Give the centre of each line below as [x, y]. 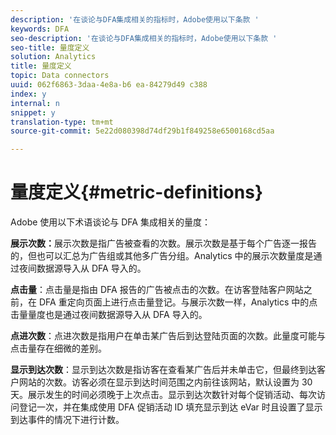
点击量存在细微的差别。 [58, 348]
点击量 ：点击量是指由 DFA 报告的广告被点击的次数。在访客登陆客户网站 [157, 290]
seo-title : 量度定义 [50, 47]
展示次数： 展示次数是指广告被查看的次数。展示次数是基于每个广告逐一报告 [163, 243]
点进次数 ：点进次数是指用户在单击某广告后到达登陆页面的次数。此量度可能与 [168, 336]
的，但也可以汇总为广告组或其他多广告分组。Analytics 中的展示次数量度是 [162, 256]
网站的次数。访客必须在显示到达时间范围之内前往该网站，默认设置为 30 [165, 382]
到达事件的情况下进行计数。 [67, 420]
